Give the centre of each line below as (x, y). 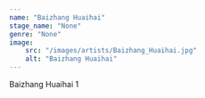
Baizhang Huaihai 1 (44, 84)
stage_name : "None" (45, 26)
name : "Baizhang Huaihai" (57, 17)
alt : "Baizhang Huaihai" (71, 59)
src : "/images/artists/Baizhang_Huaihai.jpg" (111, 51)
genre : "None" (36, 34)
